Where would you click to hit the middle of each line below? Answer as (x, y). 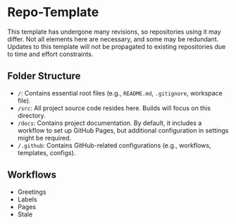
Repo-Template (53, 12)
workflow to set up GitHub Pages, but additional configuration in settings (123, 130)
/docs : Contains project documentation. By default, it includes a (110, 123)
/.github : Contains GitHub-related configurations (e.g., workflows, (114, 145)
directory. (31, 115)
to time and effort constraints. (50, 54)
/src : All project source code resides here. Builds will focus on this (114, 108)
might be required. (44, 138)
